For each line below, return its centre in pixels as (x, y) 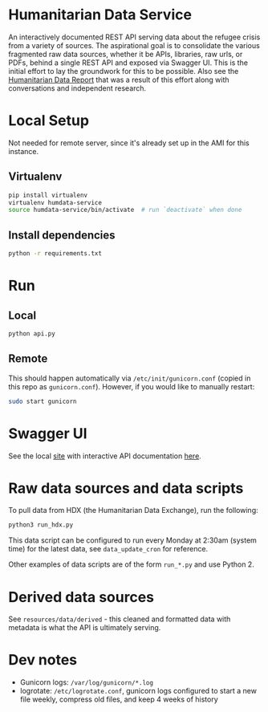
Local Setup (49, 121)
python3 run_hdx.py (41, 525)
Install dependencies (62, 235)
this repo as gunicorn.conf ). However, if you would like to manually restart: (132, 386)
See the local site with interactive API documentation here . (105, 456)
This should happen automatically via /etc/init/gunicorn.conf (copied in (130, 378)
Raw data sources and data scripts (126, 488)
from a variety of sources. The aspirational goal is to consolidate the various (134, 45)
